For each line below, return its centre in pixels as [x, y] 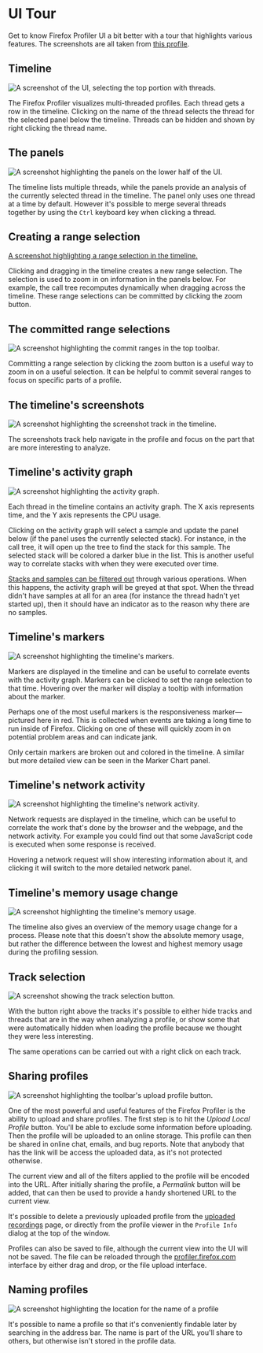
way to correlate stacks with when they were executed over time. [113, 563]
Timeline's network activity [77, 786]
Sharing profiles [48, 1076]
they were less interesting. [51, 1036]
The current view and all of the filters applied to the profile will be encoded [129, 1176]
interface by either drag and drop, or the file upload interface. [108, 1265]
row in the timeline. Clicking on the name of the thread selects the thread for [131, 111]
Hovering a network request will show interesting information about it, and [128, 860]
